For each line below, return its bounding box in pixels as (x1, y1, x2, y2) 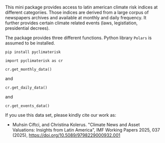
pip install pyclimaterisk (5, 49, 61, 54)
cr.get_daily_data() (5, 85, 48, 90)
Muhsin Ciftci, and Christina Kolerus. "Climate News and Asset (12, 122, 140, 128)
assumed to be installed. (5, 40, 55, 46)
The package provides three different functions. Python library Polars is (5, 35, 152, 41)
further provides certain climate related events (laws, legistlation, (5, 20, 138, 26)
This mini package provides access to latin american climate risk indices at (5, 4, 158, 10)
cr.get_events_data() (5, 103, 50, 108)
